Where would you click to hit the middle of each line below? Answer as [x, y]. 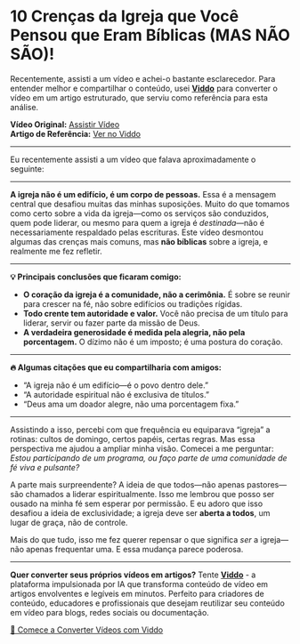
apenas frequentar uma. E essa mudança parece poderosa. [135, 549]
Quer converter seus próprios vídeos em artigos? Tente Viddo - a [133, 575]
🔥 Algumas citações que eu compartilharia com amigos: [116, 367]
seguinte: [27, 169]
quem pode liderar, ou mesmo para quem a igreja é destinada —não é [138, 222]
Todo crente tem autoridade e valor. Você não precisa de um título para [155, 313]
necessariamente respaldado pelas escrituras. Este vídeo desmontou [137, 232]
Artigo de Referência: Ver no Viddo [76, 133]
